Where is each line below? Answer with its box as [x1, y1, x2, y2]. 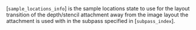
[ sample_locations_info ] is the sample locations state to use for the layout [6, 5, 190, 12]
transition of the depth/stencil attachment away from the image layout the [6, 11, 189, 18]
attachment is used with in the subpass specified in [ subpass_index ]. [6, 18, 176, 24]
